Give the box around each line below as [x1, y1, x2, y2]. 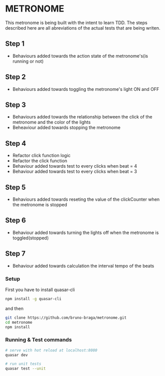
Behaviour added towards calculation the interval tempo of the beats [12, 263, 154, 269]
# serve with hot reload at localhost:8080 [5, 347, 98, 353]
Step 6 [5, 216, 26, 225]
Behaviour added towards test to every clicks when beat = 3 [12, 169, 137, 175]
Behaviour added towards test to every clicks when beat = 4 [12, 163, 137, 169]
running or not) [12, 58, 44, 64]
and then [5, 305, 24, 311]
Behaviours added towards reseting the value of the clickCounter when [12, 196, 160, 202]
